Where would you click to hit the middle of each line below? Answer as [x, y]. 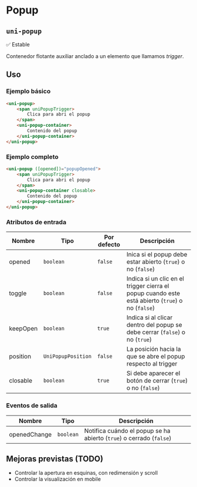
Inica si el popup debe [157, 255]
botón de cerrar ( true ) [157, 381]
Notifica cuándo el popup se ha [127, 431]
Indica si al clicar [150, 317]
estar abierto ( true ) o [156, 262]
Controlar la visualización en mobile [58, 479]
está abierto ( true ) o [154, 301]
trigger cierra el [148, 286]
